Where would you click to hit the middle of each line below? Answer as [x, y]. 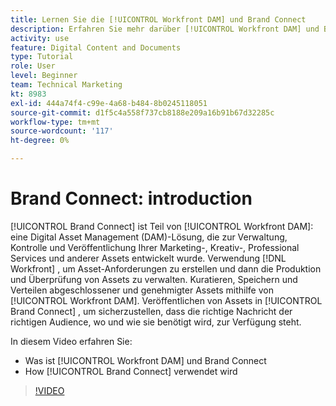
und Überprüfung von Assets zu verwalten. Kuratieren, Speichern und [154, 279]
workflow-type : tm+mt [55, 122]
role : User [33, 66]
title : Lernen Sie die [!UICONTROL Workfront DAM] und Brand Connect [158, 19]
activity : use [40, 38]
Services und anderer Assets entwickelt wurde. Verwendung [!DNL [148, 258]
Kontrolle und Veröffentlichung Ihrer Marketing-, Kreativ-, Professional [155, 247]
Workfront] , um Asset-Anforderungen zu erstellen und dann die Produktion [166, 268]
